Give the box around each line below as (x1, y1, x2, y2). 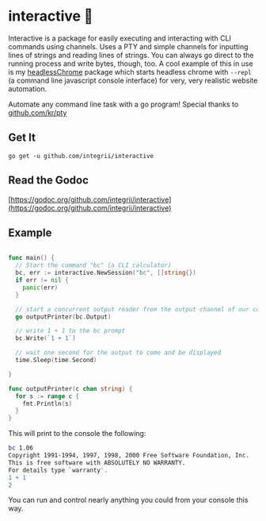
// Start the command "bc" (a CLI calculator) (15, 261, 172, 269)
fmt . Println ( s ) (22, 399, 73, 407)
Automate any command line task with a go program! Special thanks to (8, 99, 239, 109)
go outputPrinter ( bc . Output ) (15, 313, 112, 321)
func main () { (8, 254, 55, 262)
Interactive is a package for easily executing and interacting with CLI (8, 33, 232, 43)
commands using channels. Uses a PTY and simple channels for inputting (8, 41, 249, 51)
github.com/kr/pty (8, 107, 67, 118)
